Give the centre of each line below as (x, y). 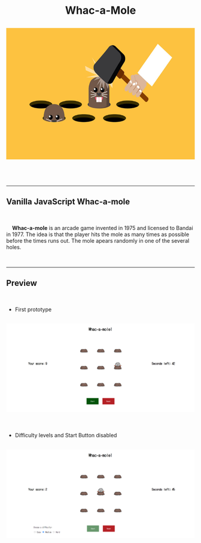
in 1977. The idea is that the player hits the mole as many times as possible (98, 234)
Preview (22, 283)
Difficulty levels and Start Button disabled (66, 435)
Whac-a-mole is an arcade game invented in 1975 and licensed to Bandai (102, 228)
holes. (14, 247)
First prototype (33, 309)
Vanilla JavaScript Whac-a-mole (68, 202)
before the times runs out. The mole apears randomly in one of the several (98, 240)
